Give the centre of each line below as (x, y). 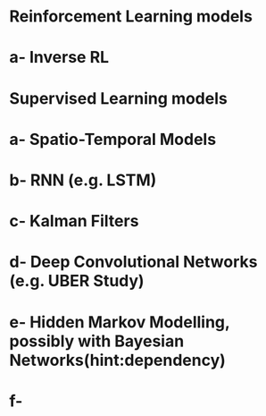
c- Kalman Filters (74, 221)
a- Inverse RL (59, 58)
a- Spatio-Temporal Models (113, 139)
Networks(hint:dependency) (117, 360)
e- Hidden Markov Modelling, (120, 322)
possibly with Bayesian (97, 341)
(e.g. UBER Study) (77, 281)
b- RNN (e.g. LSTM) (83, 180)
